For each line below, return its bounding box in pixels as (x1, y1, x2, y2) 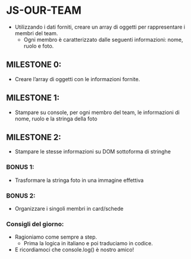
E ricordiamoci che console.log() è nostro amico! (14, 246, 134, 254)
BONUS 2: (6, 192, 36, 200)
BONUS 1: (6, 163, 35, 171)
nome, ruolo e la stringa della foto (14, 115, 98, 122)
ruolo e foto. (23, 42, 54, 50)
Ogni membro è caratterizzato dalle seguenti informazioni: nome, (23, 36, 183, 43)
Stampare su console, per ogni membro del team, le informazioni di (14, 109, 180, 116)
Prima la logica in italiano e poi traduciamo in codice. (23, 240, 153, 247)
